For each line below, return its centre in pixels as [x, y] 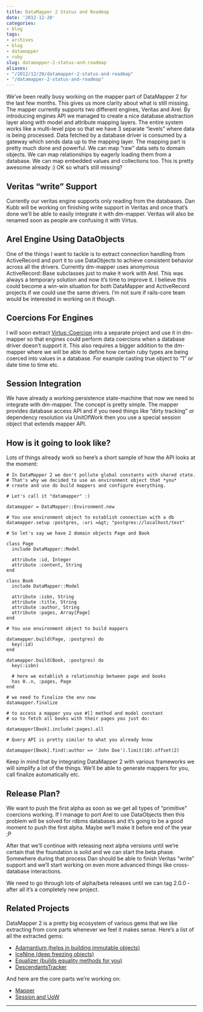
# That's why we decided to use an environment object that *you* [92, 481]
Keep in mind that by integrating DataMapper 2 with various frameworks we [100, 762]
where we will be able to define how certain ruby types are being [108, 352]
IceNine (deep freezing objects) [55, 954]
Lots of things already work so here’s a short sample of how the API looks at [101, 458]
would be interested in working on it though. [61, 299]
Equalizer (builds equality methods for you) [69, 961]
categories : [21, 23]
